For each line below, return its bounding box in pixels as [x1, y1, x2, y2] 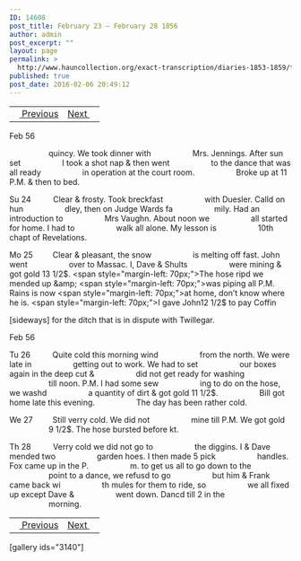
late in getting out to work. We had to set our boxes [9, 358, 277, 369]
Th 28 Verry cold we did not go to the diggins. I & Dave [9, 441, 271, 451]
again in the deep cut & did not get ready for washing [9, 368, 245, 379]
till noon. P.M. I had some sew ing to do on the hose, [48, 378, 280, 389]
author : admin [9, 30, 63, 39]
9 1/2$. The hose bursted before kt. [48, 424, 179, 434]
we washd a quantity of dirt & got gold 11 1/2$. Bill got [9, 387, 285, 398]
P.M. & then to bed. [9, 176, 81, 187]
